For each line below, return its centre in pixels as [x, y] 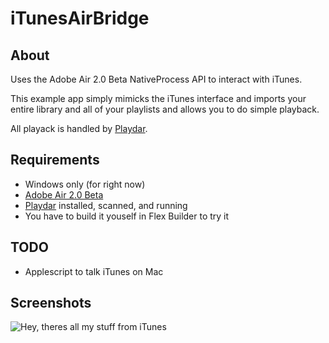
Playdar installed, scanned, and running [106, 205]
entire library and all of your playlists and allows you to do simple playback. [165, 109]
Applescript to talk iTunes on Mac [94, 271]
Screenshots [51, 303]
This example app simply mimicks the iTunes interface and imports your [158, 98]
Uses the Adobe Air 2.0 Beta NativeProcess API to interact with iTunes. [156, 79]
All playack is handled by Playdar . [79, 128]
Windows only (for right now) [85, 184]
